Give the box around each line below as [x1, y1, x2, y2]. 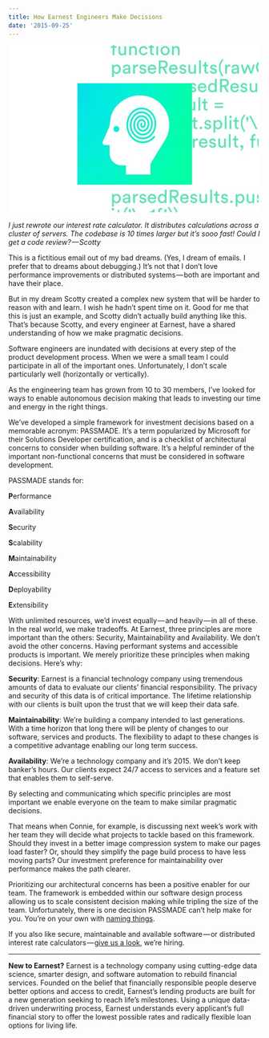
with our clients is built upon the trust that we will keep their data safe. [8, 699, 240, 709]
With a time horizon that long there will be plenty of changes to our [8, 723, 229, 733]
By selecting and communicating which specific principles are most [8, 788, 231, 798]
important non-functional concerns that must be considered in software [8, 451, 245, 461]
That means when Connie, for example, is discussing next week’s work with [8, 821, 258, 831]
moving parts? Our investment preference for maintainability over [8, 855, 224, 865]
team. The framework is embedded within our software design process [8, 888, 243, 898]
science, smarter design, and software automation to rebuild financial [8, 969, 238, 979]
